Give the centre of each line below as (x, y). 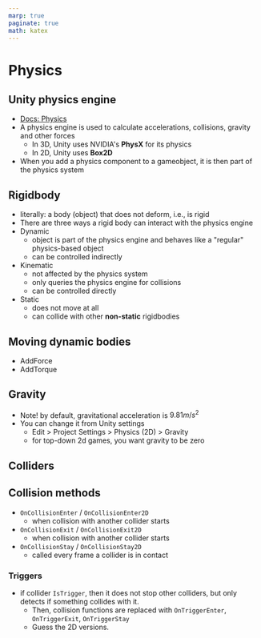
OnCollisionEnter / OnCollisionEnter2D (84, 512)
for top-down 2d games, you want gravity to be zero (118, 440)
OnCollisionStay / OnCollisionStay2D (80, 546)
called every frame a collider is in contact (100, 555)
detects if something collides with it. (79, 601)
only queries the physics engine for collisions (106, 283)
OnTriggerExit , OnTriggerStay (80, 618)
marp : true (26, 16)
